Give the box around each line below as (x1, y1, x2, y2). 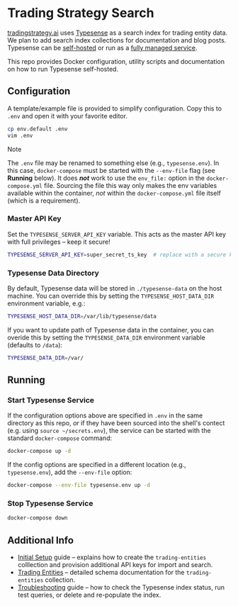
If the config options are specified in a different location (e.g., (7, 461, 186, 469)
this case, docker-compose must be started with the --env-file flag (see (7, 166, 215, 174)
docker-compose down (7, 515, 69, 522)
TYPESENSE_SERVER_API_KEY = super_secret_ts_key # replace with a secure (7, 251, 227, 258)
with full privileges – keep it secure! (7, 237, 111, 246)
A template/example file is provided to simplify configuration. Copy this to (7, 104, 222, 113)
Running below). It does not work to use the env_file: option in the (7, 174, 205, 182)
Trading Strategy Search (7, 5, 154, 21)
